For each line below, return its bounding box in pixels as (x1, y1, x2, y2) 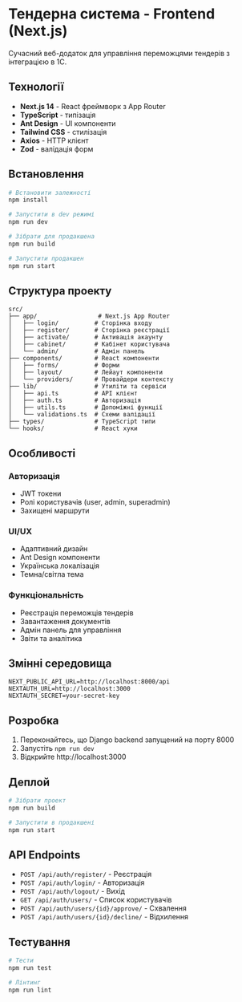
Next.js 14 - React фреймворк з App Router (19, 101, 166, 111)
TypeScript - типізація (19, 110, 96, 120)
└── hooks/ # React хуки (8, 424, 138, 433)
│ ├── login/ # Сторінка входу (8, 319, 152, 327)
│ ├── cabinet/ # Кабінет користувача (8, 340, 171, 349)
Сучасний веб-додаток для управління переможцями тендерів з (8, 48, 230, 58)
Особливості (8, 446, 76, 460)
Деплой (8, 775, 50, 789)
